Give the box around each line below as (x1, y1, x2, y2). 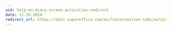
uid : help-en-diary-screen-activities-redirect (5, 7, 109, 13)
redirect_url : (5, 17, 36, 22)
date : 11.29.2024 (5, 12, 42, 17)
